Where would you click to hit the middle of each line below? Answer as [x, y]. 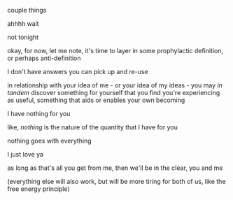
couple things [27, 10]
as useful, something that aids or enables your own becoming [96, 100]
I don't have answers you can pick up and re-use [78, 72]
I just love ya [26, 154]
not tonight [23, 37]
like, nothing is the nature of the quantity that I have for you [93, 127]
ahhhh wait [23, 23]
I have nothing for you [39, 114]
